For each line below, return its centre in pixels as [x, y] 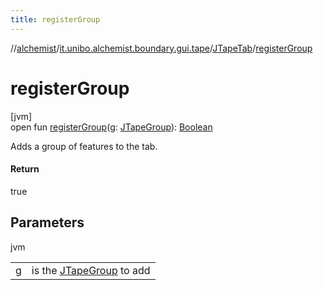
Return [25, 169]
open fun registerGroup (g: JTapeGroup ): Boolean [111, 127]
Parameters [47, 222]
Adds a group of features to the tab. [84, 146]
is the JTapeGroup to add [91, 270]
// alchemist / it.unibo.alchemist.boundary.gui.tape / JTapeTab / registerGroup [161, 48]
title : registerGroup [55, 19]
